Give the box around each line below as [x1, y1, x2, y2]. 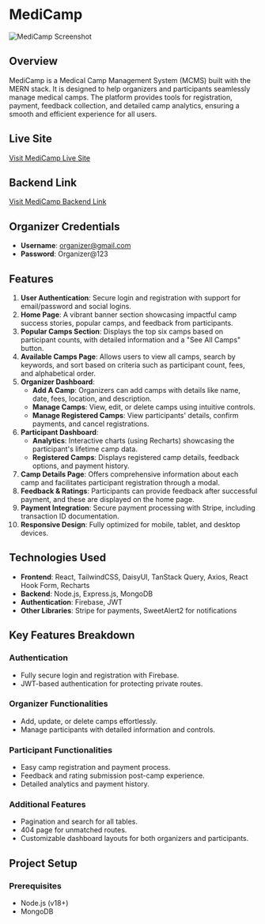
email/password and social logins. [20, 302, 131, 311]
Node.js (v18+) [20, 899, 69, 908]
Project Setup [9, 856, 78, 870]
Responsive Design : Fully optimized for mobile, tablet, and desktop [20, 520, 240, 529]
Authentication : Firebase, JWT [20, 597, 123, 606]
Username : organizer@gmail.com [20, 241, 131, 251]
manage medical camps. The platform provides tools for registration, [9, 92, 233, 102]
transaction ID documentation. [20, 511, 119, 521]
